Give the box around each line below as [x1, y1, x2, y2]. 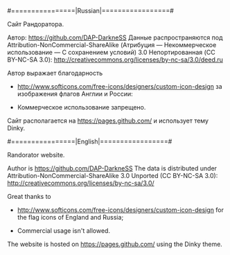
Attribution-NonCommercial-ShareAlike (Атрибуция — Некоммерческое [7, 41, 217, 49]
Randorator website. [7, 151, 65, 159]
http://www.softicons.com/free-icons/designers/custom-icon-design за [17, 82, 223, 90]
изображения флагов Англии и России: [17, 90, 133, 98]
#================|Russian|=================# [7, 7, 175, 15]
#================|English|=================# [7, 137, 172, 146]
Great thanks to [7, 193, 52, 200]
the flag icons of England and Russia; [17, 213, 124, 221]
